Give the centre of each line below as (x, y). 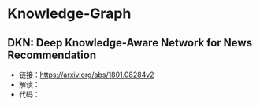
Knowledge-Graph (69, 14)
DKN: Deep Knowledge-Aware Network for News (130, 43)
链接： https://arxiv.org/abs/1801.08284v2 (86, 75)
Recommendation (52, 55)
